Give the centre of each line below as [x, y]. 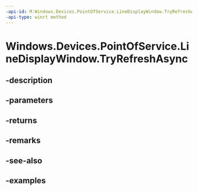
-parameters [29, 101]
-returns [21, 121]
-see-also [24, 161]
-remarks [23, 141]
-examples [26, 181]
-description [29, 80]
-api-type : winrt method [36, 17]
